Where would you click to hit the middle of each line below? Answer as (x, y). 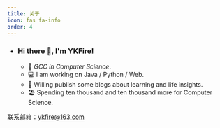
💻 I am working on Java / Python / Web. (86, 74)
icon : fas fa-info (34, 20)
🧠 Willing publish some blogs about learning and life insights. (115, 84)
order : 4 (20, 27)
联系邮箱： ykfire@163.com (46, 117)
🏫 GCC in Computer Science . (69, 66)
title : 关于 (23, 14)
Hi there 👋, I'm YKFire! (56, 51)
